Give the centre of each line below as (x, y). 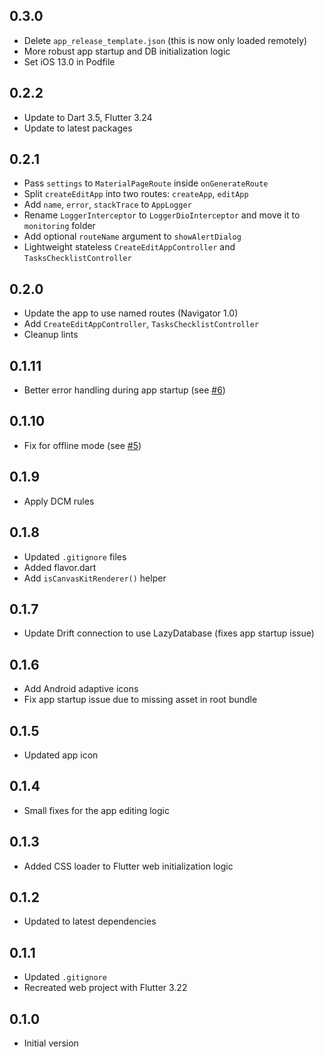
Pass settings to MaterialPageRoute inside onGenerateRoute (146, 183)
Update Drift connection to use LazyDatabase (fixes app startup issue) (169, 633)
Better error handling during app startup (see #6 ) (124, 390)
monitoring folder (59, 226)
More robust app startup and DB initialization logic (127, 51)
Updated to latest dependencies (90, 921)
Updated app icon (61, 755)
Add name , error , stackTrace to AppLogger (107, 205)
